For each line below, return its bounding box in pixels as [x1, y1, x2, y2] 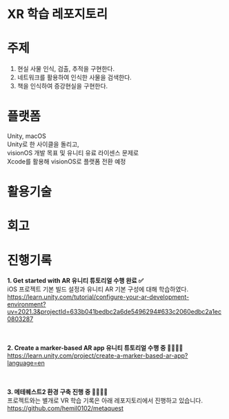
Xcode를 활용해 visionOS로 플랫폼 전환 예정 [7, 157, 126, 166]
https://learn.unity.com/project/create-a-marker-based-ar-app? [7, 351, 188, 360]
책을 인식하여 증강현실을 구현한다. [17, 82, 108, 90]
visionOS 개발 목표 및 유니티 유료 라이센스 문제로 [7, 149, 139, 157]
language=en [7, 359, 45, 367]
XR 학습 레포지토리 [7, 6, 108, 22]
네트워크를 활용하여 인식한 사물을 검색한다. [17, 73, 132, 81]
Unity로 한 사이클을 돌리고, [7, 140, 79, 148]
